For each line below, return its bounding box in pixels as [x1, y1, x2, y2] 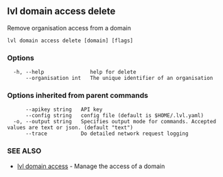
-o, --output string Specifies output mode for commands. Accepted [13, 118, 216, 125]
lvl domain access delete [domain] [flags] [7, 37, 134, 44]
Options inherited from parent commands [7, 91, 149, 101]
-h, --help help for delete [13, 69, 137, 76]
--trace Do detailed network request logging [25, 130, 189, 137]
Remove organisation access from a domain [7, 23, 132, 32]
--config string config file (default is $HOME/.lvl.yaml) [25, 112, 204, 119]
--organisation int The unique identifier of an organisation [25, 75, 213, 82]
